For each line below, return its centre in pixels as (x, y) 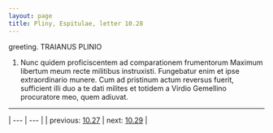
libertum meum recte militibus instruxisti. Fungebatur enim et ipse (130, 71)
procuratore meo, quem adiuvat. (74, 97)
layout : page (30, 16)
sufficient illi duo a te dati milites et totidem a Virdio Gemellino (123, 88)
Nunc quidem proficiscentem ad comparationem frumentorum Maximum (141, 62)
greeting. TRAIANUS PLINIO (55, 46)
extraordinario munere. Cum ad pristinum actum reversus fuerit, (127, 79)
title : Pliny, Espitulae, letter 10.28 (76, 24)
